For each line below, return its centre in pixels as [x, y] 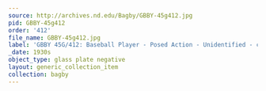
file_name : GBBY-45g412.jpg [55, 38]
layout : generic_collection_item [63, 67]
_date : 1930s [30, 52]
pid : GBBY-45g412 [37, 23]
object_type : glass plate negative [67, 60]
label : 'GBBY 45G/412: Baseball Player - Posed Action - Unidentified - [131, 45]
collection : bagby [38, 74]
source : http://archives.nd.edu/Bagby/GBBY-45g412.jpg [101, 15]
